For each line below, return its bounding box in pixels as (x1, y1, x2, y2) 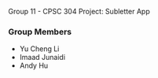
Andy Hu (19, 61, 49, 70)
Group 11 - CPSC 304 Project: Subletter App (8, 7, 151, 16)
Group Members (8, 26, 72, 37)
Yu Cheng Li (19, 44, 60, 54)
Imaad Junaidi (19, 53, 65, 62)
